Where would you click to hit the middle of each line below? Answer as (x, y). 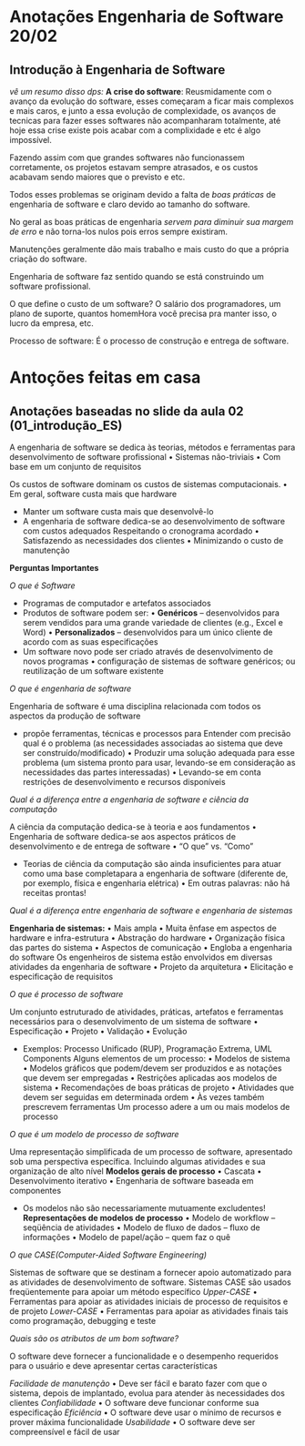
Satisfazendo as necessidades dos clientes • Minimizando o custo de (153, 540)
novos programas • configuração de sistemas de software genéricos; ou (159, 661)
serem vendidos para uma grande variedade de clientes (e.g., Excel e (153, 622)
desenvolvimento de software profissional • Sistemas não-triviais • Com (145, 457)
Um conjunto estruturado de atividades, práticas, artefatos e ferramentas (147, 1012)
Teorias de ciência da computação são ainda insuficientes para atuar (152, 864)
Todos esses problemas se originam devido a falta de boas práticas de (142, 194)
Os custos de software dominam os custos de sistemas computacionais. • (149, 484)
